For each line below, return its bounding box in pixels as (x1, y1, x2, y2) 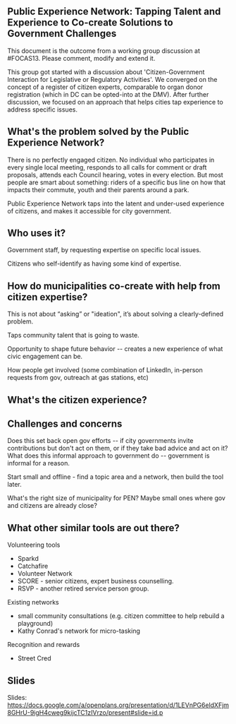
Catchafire (17, 562, 49, 571)
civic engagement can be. (7, 352, 83, 361)
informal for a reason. (7, 459, 70, 468)
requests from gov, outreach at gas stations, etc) (7, 374, 149, 382)
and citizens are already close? (7, 502, 97, 510)
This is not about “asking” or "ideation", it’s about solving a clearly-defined (7, 310, 224, 319)
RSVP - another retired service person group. (17, 584, 149, 593)
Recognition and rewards (7, 641, 80, 649)
